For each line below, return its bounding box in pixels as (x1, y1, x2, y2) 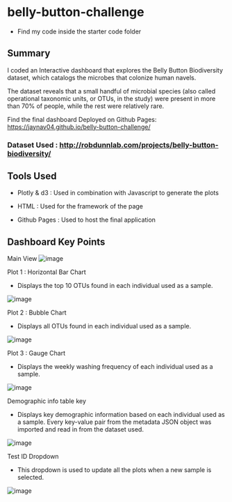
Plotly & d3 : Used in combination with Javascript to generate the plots (17, 189, 219, 197)
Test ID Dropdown (7, 452, 59, 461)
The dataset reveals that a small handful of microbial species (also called (7, 86, 216, 95)
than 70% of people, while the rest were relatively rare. (7, 102, 165, 110)
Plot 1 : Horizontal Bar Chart (7, 268, 87, 276)
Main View (7, 254, 38, 263)
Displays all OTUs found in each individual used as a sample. (17, 322, 192, 330)
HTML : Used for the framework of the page (17, 202, 144, 211)
